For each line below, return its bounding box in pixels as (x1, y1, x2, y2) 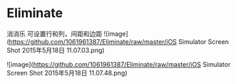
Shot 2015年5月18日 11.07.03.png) (6, 46, 105, 54)
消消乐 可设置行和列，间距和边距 (6, 29, 103, 38)
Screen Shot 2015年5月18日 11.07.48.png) (6, 68, 128, 77)
